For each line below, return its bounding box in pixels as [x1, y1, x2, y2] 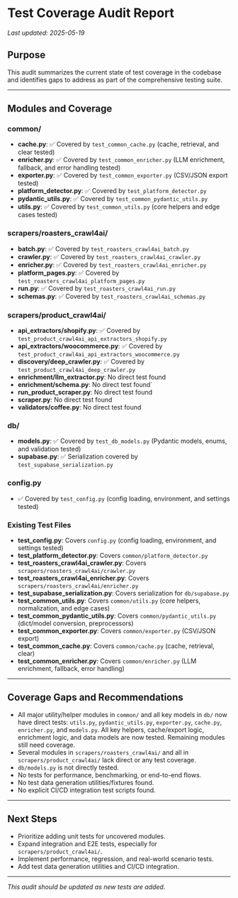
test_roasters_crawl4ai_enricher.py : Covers [17, 574, 149, 582]
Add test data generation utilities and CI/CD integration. [17, 862, 179, 870]
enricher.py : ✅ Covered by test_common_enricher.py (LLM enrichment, [17, 155, 225, 164]
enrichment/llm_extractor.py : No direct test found [17, 373, 166, 381]
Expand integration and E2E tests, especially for [17, 839, 158, 848]
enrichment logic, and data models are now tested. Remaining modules [17, 733, 225, 741]
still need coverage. [17, 740, 76, 749]
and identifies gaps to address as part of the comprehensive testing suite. [7, 75, 223, 84]
